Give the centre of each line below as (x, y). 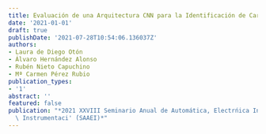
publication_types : (40, 81)
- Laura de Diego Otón (46, 52)
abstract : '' (30, 96)
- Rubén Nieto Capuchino (49, 67)
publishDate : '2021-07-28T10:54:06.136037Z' (83, 37)
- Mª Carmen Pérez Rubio (49, 74)
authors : (23, 45)
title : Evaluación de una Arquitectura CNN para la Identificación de (127, 15)
